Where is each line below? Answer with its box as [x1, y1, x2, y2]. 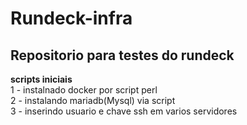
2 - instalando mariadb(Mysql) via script [10, 95, 176, 106]
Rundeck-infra [10, 7, 133, 30]
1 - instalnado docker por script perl [10, 84, 158, 96]
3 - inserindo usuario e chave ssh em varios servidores [10, 105, 238, 117]
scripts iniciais [10, 73, 73, 85]
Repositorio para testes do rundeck [10, 47, 235, 64]
